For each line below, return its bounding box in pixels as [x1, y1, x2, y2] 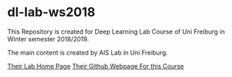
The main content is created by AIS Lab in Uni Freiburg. [7, 48, 168, 57]
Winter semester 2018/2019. [7, 34, 90, 43]
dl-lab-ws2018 [7, 4, 96, 20]
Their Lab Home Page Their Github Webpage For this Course [7, 62, 185, 70]
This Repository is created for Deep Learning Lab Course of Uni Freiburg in [7, 27, 226, 36]
